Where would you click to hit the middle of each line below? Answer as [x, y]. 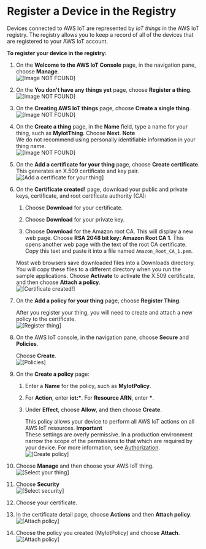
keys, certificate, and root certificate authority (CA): [81, 196]
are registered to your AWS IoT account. [58, 41]
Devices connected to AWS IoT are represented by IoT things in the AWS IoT [103, 28]
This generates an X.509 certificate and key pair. [78, 171]
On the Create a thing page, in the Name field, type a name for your [102, 126]
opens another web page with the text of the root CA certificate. [106, 244]
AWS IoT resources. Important [64, 428]
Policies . [27, 343]
